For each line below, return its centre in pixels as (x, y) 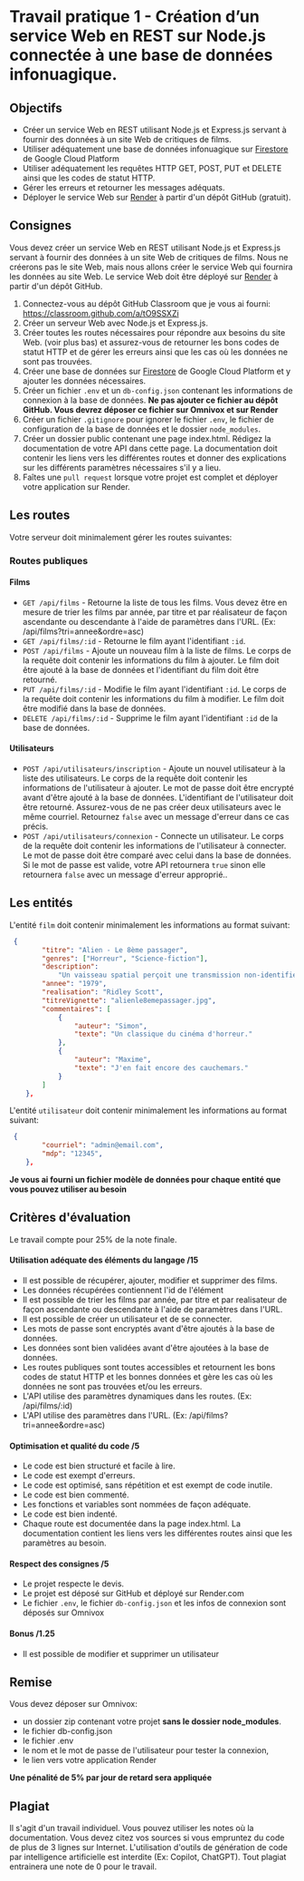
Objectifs (36, 107)
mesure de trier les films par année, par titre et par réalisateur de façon (155, 612)
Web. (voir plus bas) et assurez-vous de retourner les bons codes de (151, 342)
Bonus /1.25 (33, 1633)
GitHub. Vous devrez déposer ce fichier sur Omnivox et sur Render (150, 409)
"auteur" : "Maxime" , (113, 1060)
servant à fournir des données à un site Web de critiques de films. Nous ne (149, 257)
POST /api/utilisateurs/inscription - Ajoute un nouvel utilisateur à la (154, 768)
